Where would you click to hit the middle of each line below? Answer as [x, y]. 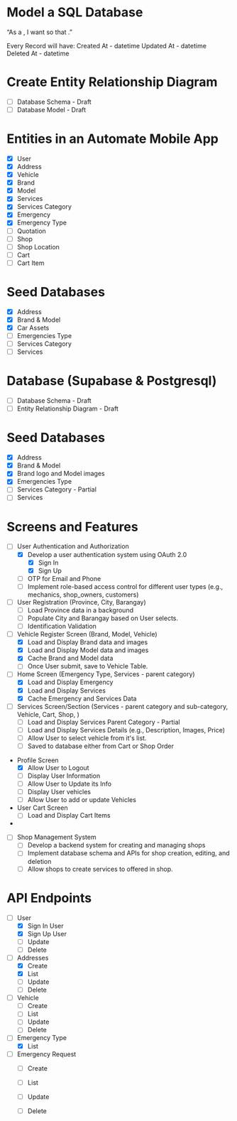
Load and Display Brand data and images [88, 642]
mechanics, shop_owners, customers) [83, 595]
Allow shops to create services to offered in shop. [100, 869]
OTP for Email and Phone [64, 578]
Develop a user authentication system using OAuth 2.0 [107, 554]
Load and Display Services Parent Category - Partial [104, 722]
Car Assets [33, 327]
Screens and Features [73, 527]
